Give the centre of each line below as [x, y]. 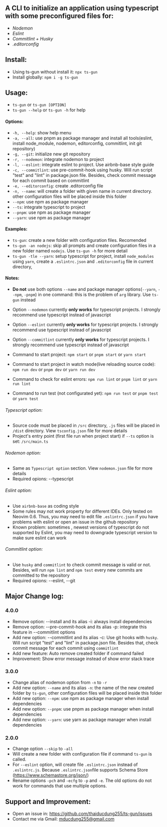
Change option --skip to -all [43, 749]
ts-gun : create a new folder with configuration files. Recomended [79, 240]
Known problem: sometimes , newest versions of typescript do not [81, 527]
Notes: [12, 278]
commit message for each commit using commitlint [65, 648]
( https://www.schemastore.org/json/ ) [50, 775]
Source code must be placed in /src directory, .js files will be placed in [86, 425]
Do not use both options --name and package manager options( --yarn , [84, 289]
